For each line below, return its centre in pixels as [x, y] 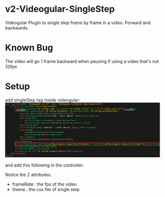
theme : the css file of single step [46, 190]
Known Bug [29, 48]
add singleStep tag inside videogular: [43, 100]
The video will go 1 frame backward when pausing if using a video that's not [82, 61]
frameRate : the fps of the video [44, 184]
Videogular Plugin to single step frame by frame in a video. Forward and [78, 23]
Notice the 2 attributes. [28, 175]
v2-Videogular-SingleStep [60, 9]
